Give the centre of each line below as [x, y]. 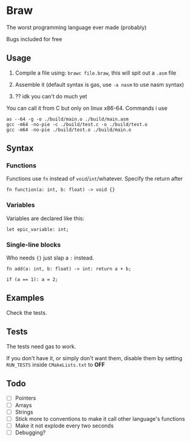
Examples [25, 298]
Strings [24, 412]
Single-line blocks [34, 244]
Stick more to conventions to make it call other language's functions [100, 418]
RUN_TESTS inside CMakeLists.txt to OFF [55, 364]
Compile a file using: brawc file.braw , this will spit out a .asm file [95, 73]
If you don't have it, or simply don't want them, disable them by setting [94, 358]
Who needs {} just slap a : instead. [50, 258]
